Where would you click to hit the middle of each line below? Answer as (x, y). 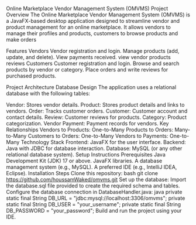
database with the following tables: (48, 93)
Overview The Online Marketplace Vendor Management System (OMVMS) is (98, 15)
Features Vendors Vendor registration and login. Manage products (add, (93, 51)
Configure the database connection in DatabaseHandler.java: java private (94, 192)
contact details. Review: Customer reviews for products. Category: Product (97, 117)
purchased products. (31, 76)
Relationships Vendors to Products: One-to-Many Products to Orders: (90, 129)
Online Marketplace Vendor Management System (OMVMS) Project (87, 8)
